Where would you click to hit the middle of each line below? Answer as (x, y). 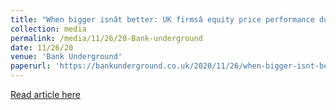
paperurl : (31, 66)
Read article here (45, 94)
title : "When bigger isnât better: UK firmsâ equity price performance (162, 19)
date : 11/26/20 (42, 47)
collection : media (48, 29)
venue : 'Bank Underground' (66, 57)
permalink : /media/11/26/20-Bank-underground (106, 38)
